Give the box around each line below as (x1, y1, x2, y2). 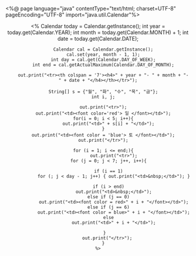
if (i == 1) (94, 168, 124, 174)
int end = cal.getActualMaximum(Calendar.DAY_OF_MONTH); (32, 62, 174, 68)
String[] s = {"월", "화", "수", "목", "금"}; (48, 89, 158, 95)
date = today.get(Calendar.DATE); (57, 35, 139, 42)
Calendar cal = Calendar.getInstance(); (53, 46, 154, 52)
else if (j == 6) (87, 204, 130, 210)
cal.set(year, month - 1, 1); (66, 52, 140, 58)
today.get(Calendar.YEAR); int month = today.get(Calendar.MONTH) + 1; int (7, 29, 189, 36)
